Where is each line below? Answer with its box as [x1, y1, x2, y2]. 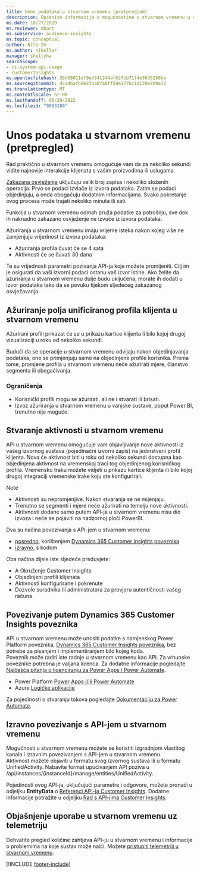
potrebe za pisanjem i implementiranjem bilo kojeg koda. [6, 647, 145, 655]
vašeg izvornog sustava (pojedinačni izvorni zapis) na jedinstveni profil [6, 448, 180, 455]
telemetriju [6, 821, 48, 831]
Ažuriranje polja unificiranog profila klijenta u [6, 305, 177, 315]
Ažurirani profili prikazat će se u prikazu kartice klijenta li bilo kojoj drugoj [6, 330, 186, 337]
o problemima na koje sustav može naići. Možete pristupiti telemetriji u [6, 843, 179, 850]
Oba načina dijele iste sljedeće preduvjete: [6, 556, 110, 563]
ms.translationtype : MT [6, 86, 65, 92]
